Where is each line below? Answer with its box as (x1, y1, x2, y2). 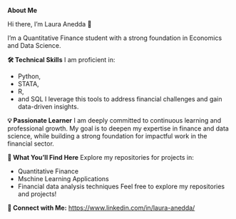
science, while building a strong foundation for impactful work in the (7, 132, 208, 140)
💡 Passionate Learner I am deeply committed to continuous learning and (7, 116, 222, 124)
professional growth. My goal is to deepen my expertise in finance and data (7, 124, 230, 133)
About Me (7, 6, 38, 14)
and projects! (17, 190, 57, 198)
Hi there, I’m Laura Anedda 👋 (7, 20, 92, 28)
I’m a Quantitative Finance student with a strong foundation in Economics (7, 34, 222, 42)
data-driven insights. (17, 103, 79, 111)
